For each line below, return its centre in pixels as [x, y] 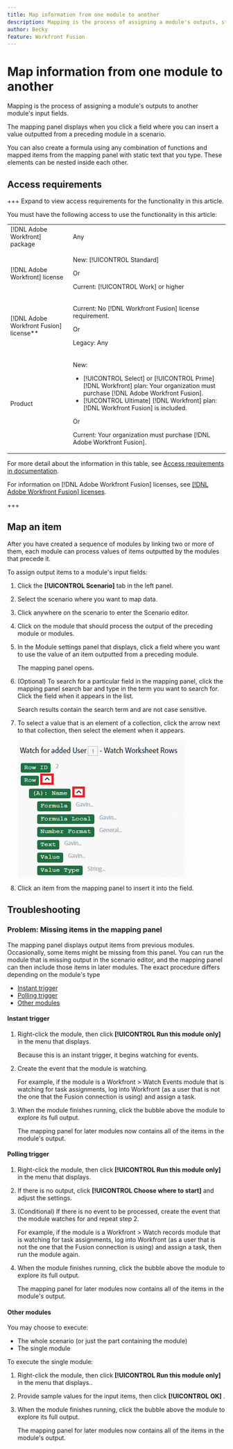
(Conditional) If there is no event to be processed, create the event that [119, 1211]
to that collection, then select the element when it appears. [101, 730]
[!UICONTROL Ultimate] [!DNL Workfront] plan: [150, 400]
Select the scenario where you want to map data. [87, 599]
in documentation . [33, 471]
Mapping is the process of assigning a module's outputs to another [103, 106]
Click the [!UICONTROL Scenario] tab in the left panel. [95, 585]
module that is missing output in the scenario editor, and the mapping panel [115, 960]
